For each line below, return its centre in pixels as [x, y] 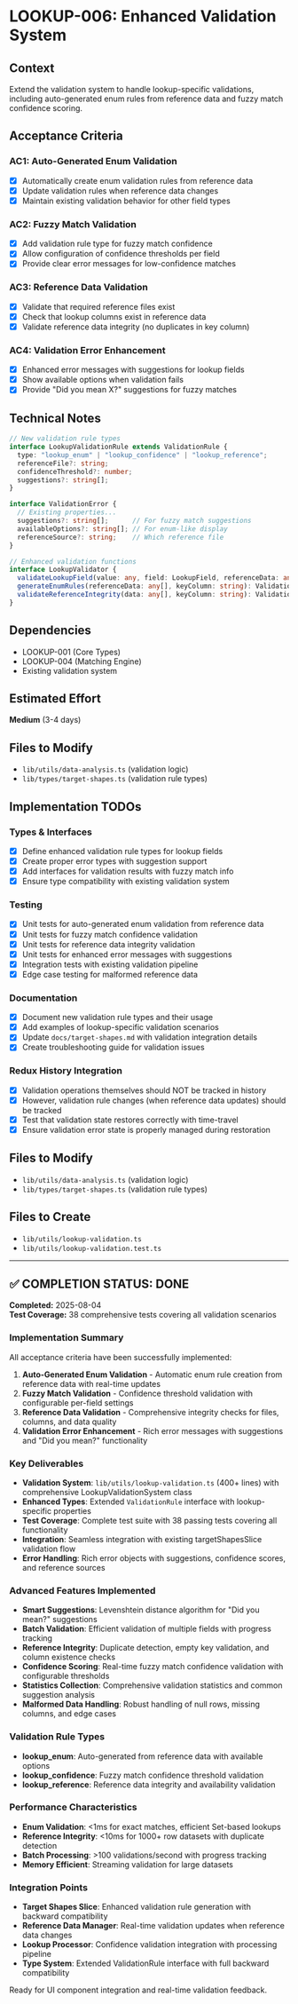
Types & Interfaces [51, 832]
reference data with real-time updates [91, 1383]
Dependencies [50, 631]
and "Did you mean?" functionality [85, 1440]
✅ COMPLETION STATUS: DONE [99, 1283]
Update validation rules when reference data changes [120, 190]
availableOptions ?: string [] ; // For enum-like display [122, 529]
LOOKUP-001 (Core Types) [71, 652]
